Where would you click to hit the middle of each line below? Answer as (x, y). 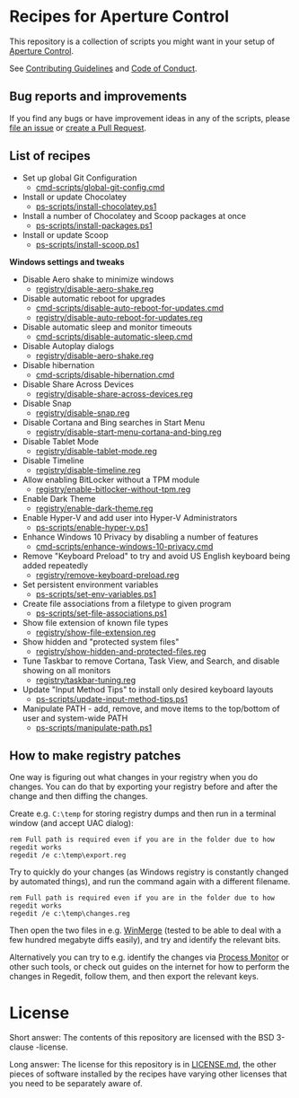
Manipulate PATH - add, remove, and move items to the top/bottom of (151, 708)
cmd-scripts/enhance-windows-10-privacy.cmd (124, 546)
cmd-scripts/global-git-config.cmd (100, 187)
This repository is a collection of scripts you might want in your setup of (142, 41)
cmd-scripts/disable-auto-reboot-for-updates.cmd (130, 308)
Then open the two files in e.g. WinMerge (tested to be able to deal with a (145, 930)
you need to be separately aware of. (76, 1084)
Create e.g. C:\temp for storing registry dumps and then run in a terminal (143, 813)
